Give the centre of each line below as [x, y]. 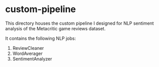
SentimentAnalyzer [32, 58]
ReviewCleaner [28, 48]
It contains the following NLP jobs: [41, 38]
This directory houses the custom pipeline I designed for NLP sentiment [80, 23]
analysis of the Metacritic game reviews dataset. [55, 28]
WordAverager [27, 53]
